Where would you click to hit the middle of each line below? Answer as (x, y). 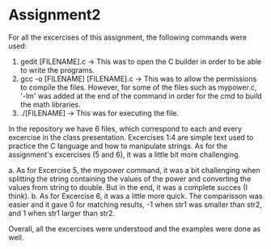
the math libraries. (50, 104)
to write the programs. (57, 70)
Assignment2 (55, 15)
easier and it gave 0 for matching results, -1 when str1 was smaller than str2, (135, 205)
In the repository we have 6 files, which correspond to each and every (125, 129)
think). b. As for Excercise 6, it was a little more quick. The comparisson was (135, 196)
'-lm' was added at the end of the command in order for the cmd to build (141, 95)
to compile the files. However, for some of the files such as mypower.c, (138, 87)
